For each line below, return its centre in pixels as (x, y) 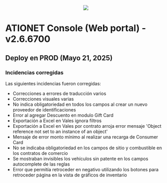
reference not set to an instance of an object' (60, 131)
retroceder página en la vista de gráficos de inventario (70, 175)
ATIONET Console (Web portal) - (76, 28)
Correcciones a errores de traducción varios (59, 93)
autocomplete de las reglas (41, 164)
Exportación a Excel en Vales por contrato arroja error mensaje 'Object (87, 126)
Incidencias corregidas (34, 73)
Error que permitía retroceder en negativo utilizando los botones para (86, 169)
